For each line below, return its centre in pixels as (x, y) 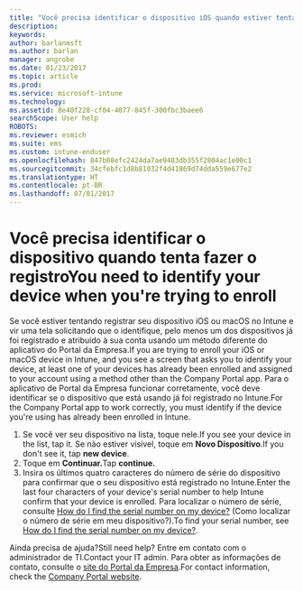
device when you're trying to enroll (143, 296)
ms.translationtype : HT (54, 177)
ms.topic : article (44, 77)
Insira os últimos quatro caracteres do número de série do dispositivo (151, 472)
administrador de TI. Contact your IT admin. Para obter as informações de (145, 557)
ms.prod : (26, 85)
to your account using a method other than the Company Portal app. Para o (149, 378)
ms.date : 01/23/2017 (48, 69)
